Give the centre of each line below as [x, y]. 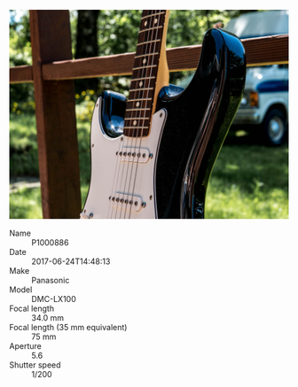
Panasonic [51, 281]
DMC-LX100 [54, 299]
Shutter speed [35, 365]
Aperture [25, 346]
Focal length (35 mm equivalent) [68, 328]
